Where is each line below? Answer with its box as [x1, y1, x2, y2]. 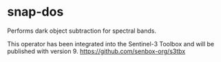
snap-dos [7, 4, 64, 20]
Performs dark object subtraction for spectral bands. [7, 27, 157, 35]
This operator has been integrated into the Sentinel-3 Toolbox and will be [7, 40, 215, 48]
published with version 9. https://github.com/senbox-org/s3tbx [7, 47, 186, 55]
